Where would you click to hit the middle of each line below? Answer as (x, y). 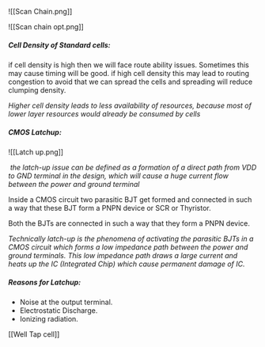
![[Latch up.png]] (36, 152)
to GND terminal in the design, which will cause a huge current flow (119, 175)
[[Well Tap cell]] (34, 334)
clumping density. (37, 90)
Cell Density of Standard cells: (59, 45)
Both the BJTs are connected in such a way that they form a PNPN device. (129, 223)
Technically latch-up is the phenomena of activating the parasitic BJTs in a (131, 238)
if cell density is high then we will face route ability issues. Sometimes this (129, 65)
